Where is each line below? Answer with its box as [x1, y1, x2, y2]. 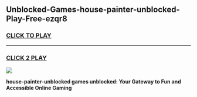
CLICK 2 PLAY [6, 53, 47, 62]
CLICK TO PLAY [6, 32, 52, 40]
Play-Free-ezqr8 [6, 14, 67, 24]
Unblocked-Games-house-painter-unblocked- [6, 5, 180, 15]
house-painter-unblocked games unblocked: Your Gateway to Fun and [6, 78, 182, 85]
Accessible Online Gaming [6, 84, 72, 91]
